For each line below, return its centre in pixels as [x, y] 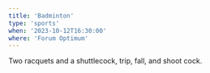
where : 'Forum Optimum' [49, 38]
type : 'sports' [34, 23]
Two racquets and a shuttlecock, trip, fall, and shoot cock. [105, 61]
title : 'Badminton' [41, 16]
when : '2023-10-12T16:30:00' [58, 30]
